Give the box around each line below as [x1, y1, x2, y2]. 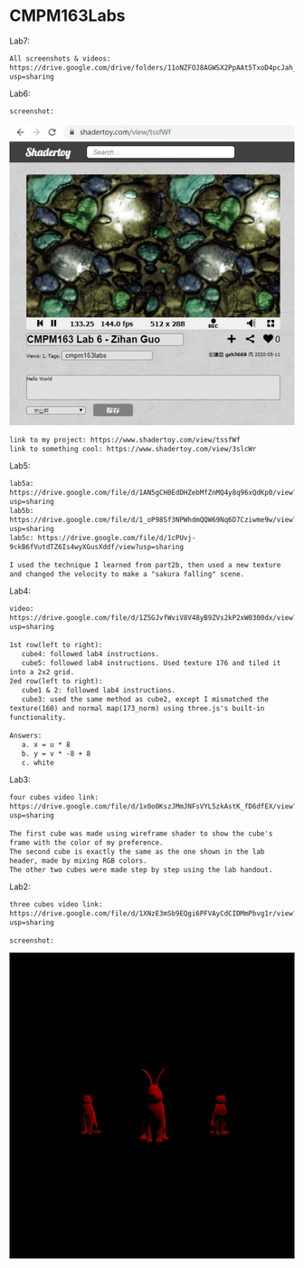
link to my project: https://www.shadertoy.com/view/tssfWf [9, 435, 242, 444]
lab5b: [9, 506, 34, 515]
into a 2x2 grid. [9, 667, 75, 676]
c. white [21, 758, 54, 767]
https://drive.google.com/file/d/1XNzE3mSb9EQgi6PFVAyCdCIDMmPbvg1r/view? [9, 908, 298, 918]
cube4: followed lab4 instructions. [21, 649, 160, 658]
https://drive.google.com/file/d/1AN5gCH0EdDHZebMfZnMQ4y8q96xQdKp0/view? [9, 488, 298, 497]
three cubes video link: [9, 899, 103, 909]
